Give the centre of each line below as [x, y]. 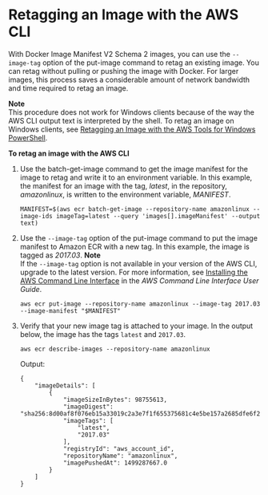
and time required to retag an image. [68, 88]
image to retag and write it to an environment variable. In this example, [136, 177]
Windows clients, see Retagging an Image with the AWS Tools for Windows [132, 129]
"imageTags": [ [88, 420]
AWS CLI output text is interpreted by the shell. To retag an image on [121, 120]
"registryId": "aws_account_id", [118, 448]
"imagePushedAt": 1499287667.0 [115, 463]
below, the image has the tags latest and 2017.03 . [103, 334]
